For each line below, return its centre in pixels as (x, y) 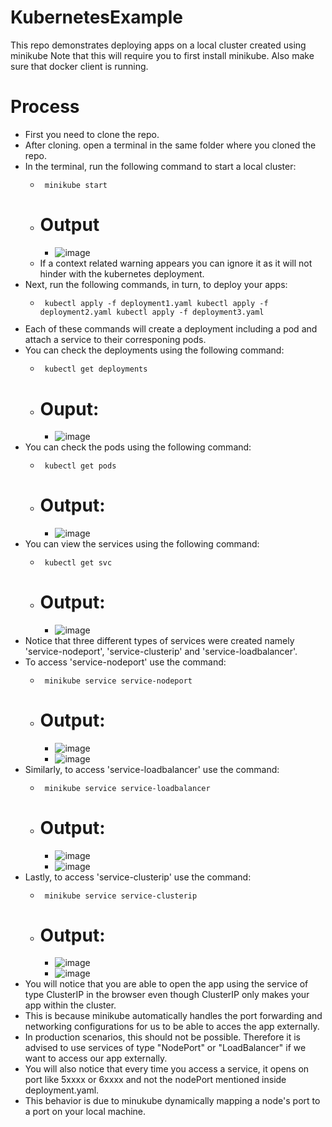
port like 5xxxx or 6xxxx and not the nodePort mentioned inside (155, 1080)
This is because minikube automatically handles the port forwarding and (173, 1016)
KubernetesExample (96, 17)
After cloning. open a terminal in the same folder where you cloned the (170, 145)
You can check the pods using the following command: (138, 447)
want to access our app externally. (96, 1058)
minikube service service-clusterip (121, 896)
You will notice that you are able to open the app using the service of (166, 984)
